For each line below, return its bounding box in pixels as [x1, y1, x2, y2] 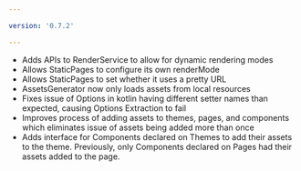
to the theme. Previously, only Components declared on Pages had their [21, 141, 293, 152]
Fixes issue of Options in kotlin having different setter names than [21, 93, 268, 104]
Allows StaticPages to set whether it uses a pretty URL [21, 74, 227, 85]
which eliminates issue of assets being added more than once [21, 122, 254, 133]
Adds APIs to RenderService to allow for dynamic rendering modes [21, 54, 274, 65]
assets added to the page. [21, 151, 120, 162]
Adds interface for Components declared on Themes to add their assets [21, 131, 293, 142]
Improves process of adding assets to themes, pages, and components [21, 112, 289, 123]
